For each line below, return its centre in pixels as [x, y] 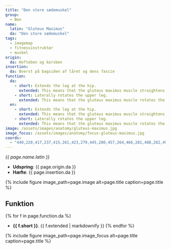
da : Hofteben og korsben [36, 62]
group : [12, 15]
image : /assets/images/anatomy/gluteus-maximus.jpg [61, 128]
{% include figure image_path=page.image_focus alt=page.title [72, 235]
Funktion [20, 203]
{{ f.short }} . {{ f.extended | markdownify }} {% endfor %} [74, 226]
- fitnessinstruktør [32, 48]
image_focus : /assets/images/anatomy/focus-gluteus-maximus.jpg [75, 133]
